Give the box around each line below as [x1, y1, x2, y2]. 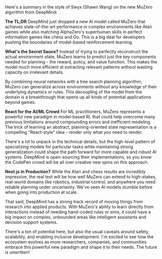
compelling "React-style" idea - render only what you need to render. [5, 129, 143, 135]
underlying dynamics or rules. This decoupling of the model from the [5, 89, 142, 95]
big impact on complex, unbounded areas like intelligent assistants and [5, 214, 147, 220]
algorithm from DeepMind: [5, 9, 58, 15]
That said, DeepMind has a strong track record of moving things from [5, 199, 143, 204]
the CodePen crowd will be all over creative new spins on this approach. [5, 160, 149, 165]
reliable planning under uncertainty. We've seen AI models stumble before [5, 184, 153, 190]
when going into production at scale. [5, 189, 78, 195]
